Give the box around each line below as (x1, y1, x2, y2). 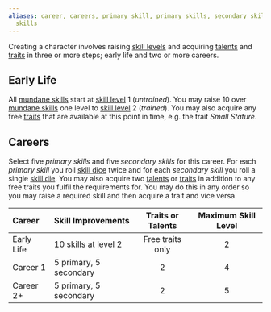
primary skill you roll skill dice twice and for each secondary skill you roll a (8, 165, 256, 175)
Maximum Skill (198, 210, 256, 222)
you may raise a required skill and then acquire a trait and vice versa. (8, 191, 237, 201)
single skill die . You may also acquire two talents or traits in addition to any (8, 174, 256, 184)
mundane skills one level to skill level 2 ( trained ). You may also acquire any (8, 103, 256, 113)
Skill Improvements (53, 215, 131, 227)
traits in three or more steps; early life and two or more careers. (8, 50, 219, 60)
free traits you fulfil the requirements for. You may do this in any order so (8, 182, 250, 192)
